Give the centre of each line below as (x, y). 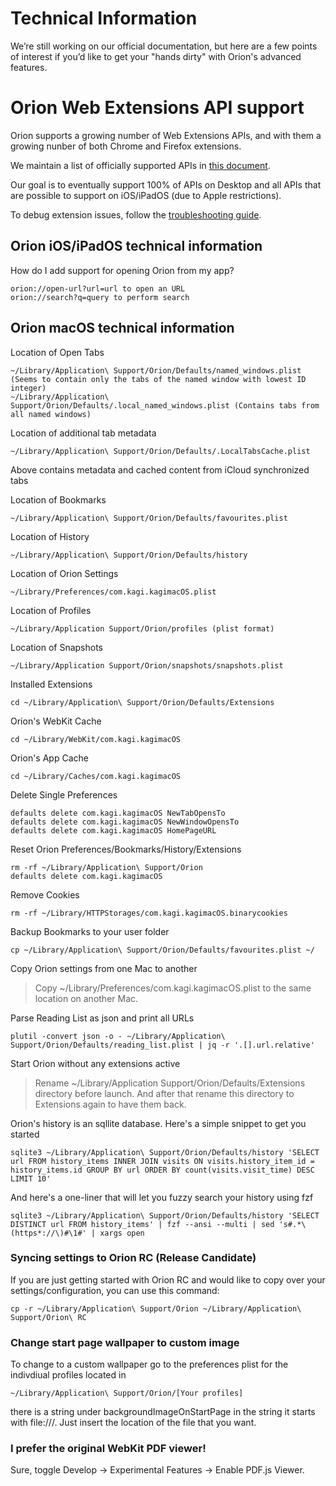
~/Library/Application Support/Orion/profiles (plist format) (142, 628)
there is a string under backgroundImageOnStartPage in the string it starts (163, 1412)
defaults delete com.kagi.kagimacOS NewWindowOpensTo (125, 822)
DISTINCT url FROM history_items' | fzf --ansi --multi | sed (142, 1224)
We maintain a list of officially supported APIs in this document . (140, 165)
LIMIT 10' (31, 1178)
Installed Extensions (51, 684)
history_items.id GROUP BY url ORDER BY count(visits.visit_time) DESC (162, 1170)
